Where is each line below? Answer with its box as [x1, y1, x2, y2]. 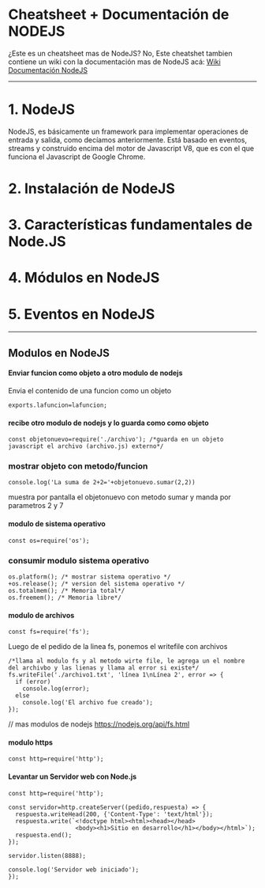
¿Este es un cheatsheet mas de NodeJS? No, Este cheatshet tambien [8, 48, 233, 58]
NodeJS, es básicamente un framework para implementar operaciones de [8, 127, 248, 136]
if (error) [15, 678, 51, 686]
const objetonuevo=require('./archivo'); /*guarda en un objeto [8, 435, 224, 444]
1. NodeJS [8, 101, 75, 119]
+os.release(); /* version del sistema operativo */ [8, 579, 185, 587]
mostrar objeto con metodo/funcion [8, 461, 148, 472]
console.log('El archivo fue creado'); [22, 699, 154, 707]
